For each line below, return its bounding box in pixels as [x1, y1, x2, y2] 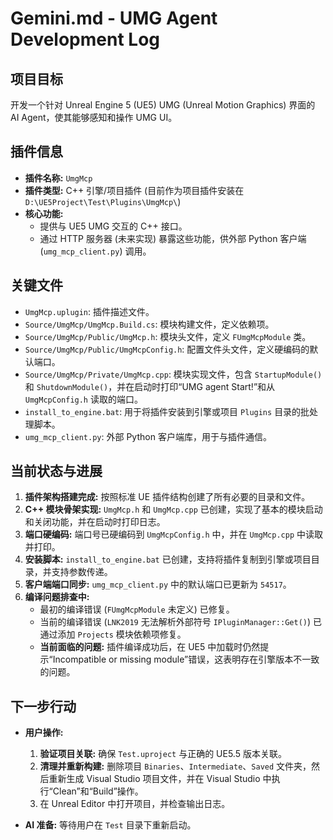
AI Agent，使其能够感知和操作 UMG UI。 [10, 112, 178, 123]
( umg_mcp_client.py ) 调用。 [39, 245, 152, 257]
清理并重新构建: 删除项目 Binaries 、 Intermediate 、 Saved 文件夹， [39, 760, 312, 772]
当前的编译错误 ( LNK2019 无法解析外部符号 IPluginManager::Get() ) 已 [39, 616, 323, 628]
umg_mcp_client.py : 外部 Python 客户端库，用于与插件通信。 [24, 430, 272, 442]
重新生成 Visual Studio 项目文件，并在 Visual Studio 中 [48, 773, 272, 785]
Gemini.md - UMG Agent [10, 7, 218, 30]
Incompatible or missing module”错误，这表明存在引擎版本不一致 [52, 653, 320, 666]
